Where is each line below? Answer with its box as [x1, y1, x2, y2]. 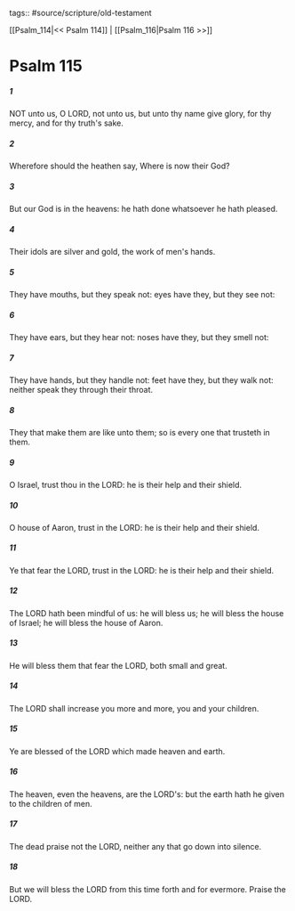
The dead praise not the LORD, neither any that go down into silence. [9, 841, 262, 851]
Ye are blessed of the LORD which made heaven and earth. [9, 745, 226, 756]
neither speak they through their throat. [9, 384, 154, 394]
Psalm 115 [9, 56, 83, 77]
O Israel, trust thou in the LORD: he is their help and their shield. [9, 479, 243, 490]
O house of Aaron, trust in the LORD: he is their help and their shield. [9, 522, 260, 533]
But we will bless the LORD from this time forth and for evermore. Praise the [9, 883, 287, 894]
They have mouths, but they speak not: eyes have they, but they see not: [9, 289, 275, 300]
